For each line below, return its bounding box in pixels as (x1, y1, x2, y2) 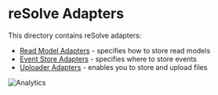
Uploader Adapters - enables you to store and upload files (19, 62, 208, 71)
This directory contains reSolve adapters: (8, 31, 142, 40)
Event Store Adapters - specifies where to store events (19, 54, 198, 64)
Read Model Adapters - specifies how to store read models (19, 46, 211, 55)
